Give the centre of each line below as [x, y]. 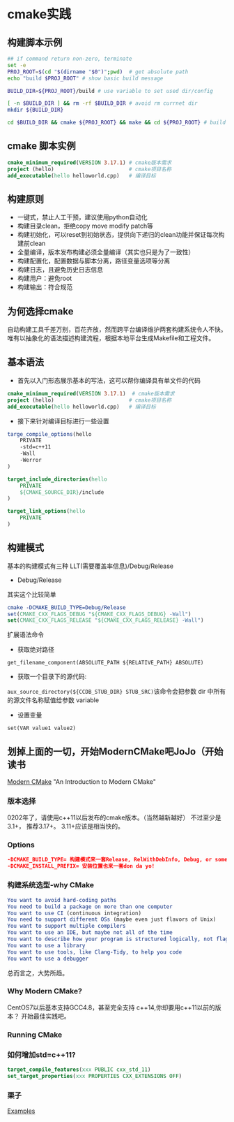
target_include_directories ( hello [57, 479]
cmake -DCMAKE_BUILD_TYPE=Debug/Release [67, 607]
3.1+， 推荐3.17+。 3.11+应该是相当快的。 [65, 826]
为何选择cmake [40, 311]
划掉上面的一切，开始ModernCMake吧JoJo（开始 [115, 751]
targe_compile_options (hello [49, 434]
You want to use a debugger [48, 959]
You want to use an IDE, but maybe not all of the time [90, 933]
